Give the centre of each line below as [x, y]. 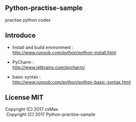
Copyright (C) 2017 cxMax [32, 109]
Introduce [20, 36]
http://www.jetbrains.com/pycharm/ [49, 67]
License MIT [24, 98]
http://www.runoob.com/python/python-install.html [64, 52]
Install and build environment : [43, 47]
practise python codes [28, 20]
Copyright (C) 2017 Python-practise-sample [51, 115]
